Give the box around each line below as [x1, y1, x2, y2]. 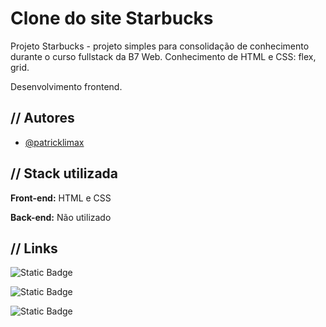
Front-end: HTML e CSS [10, 192, 112, 204]
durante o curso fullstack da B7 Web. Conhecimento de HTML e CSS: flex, [10, 50, 317, 62]
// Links [10, 240, 58, 257]
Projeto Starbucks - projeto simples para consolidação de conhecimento [10, 40, 310, 52]
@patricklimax [24, 136, 85, 148]
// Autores [10, 110, 75, 127]
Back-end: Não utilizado [10, 211, 112, 223]
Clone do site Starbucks [10, 7, 214, 30]
